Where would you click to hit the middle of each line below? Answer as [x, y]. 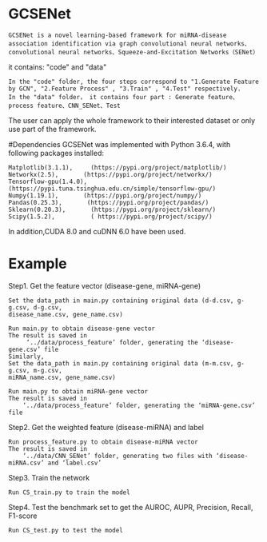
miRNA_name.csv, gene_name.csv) [62, 377]
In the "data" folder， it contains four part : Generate [106, 97]
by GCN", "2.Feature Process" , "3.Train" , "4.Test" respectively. [125, 89]
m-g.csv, [48, 370]
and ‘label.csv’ [75, 463]
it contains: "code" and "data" [58, 67]
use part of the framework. [53, 129]
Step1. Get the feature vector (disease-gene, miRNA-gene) [105, 285]
